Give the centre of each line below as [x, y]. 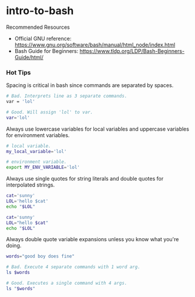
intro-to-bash [40, 11]
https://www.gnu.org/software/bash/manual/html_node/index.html [95, 45]
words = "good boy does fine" [41, 256]
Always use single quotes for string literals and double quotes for [85, 179]
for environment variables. [38, 135]
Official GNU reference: [43, 38]
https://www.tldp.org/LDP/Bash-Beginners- [132, 51]
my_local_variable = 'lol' [36, 151]
